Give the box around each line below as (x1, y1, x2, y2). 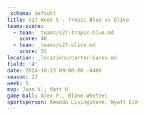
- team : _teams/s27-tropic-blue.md (13, 29, 114, 36)
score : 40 (19, 35, 48, 42)
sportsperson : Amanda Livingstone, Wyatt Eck (7, 99, 138, 106)
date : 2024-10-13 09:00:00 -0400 (7, 67, 102, 74)
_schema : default (7, 10, 57, 17)
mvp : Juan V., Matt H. (7, 86, 71, 93)
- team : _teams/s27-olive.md (13, 42, 96, 48)
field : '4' (7, 61, 38, 68)
